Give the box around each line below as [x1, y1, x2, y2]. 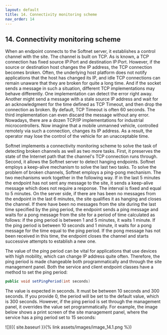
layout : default [5, 7, 39, 12]
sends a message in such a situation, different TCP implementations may [5, 85, 155, 91]
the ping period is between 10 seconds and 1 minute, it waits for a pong [5, 223, 152, 229]
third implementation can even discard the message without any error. [5, 112, 150, 118]
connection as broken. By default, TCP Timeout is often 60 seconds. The [5, 107, 155, 113]
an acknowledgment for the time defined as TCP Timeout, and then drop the [5, 101, 162, 107]
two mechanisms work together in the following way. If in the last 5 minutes [5, 175, 160, 181]
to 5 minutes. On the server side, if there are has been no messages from [5, 191, 156, 197]
